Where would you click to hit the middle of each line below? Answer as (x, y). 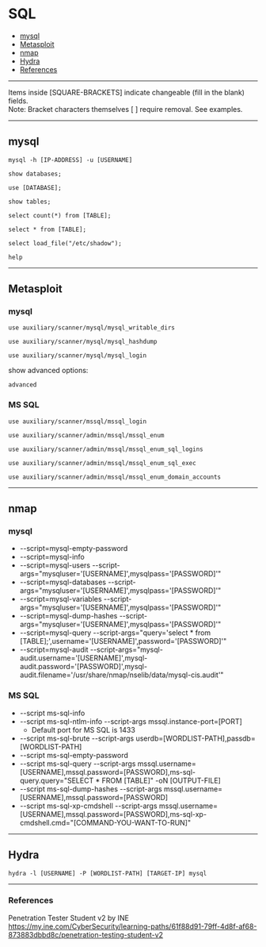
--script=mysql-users (55, 565)
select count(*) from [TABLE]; (60, 215)
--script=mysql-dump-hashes (68, 616)
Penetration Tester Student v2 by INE (68, 918)
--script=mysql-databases (63, 582)
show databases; (35, 174)
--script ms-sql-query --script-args (78, 764)
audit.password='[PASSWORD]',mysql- (84, 667)
